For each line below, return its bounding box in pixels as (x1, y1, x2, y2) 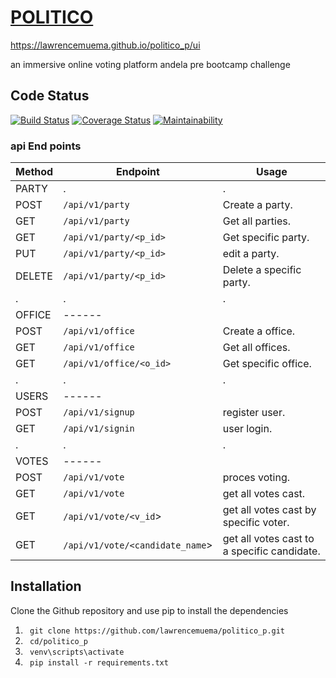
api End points (10, 139, 82, 153)
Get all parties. (222, 214, 291, 228)
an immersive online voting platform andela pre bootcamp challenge (10, 58, 291, 70)
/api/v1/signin (63, 423, 135, 435)
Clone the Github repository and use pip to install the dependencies (10, 604, 289, 616)
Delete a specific (222, 263, 302, 277)
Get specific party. (222, 231, 310, 245)
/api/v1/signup (63, 407, 135, 418)
